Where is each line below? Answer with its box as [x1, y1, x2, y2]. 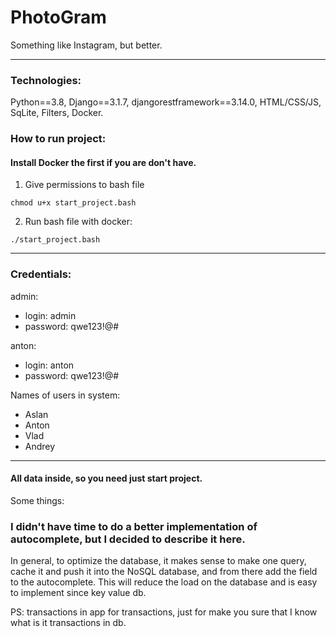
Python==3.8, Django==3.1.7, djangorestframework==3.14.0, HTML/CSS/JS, [10, 96, 322, 108]
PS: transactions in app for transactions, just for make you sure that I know [10, 606, 318, 618]
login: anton [24, 359, 75, 371]
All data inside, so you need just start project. [10, 472, 203, 485]
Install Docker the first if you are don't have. [10, 156, 197, 168]
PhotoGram [10, 6, 107, 29]
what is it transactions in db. [10, 617, 127, 629]
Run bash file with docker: [24, 216, 133, 228]
